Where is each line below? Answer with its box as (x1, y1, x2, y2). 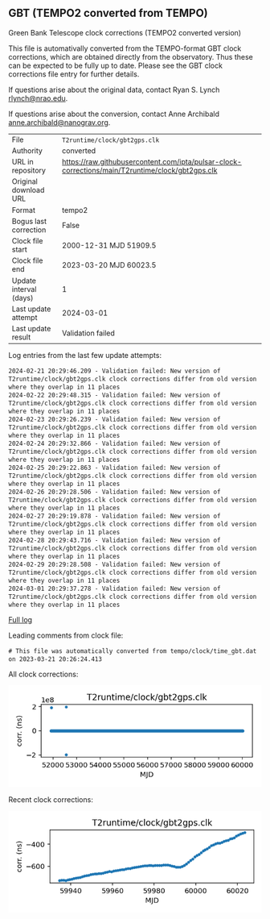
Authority (11, 145, 43, 156)
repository (11, 165, 47, 176)
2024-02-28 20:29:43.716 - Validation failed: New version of (8, 536, 221, 544)
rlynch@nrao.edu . (8, 93, 68, 103)
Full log (8, 614, 33, 624)
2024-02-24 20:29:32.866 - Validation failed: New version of (8, 439, 221, 447)
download (11, 185, 45, 195)
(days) (11, 293, 34, 302)
